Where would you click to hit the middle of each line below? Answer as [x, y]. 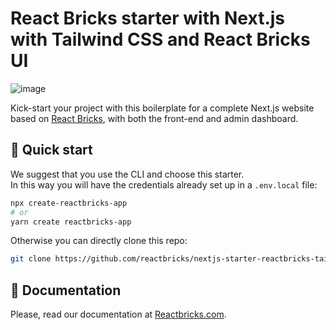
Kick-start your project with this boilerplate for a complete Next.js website [162, 108]
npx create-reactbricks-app [69, 203]
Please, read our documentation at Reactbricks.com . [118, 314]
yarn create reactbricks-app [71, 222]
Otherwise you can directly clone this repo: [99, 241]
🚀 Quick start [51, 150]
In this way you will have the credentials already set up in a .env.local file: [164, 184]
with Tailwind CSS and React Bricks [160, 39]
